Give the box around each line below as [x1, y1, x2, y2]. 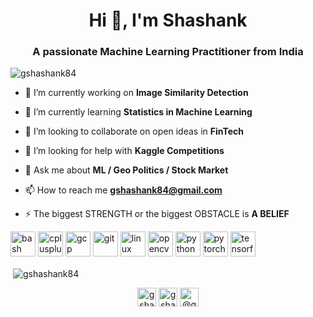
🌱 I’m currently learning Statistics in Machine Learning [24, 106, 253, 118]
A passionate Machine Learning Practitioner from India [32, 45, 304, 59]
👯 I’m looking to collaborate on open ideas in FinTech [24, 125, 245, 138]
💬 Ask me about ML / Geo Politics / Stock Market [24, 164, 229, 176]
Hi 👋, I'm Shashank [88, 9, 248, 32]
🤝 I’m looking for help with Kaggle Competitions [24, 145, 225, 157]
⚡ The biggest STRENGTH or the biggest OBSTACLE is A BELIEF [24, 208, 290, 220]
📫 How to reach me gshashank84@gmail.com [24, 184, 223, 196]
